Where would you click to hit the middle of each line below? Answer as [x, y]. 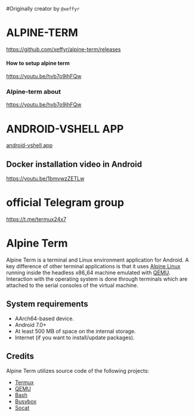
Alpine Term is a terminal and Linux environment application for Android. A [97, 260]
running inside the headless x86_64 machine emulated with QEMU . [89, 273]
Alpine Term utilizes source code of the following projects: [78, 370]
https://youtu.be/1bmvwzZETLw [45, 179]
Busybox [26, 401]
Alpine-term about [34, 92]
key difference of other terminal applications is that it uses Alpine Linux [93, 266]
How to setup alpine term [38, 63]
